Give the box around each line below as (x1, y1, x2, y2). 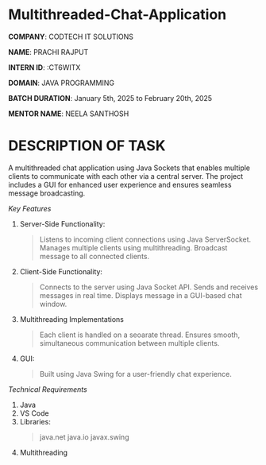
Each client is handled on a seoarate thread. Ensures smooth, (39, 330, 241, 339)
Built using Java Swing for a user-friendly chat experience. (39, 369, 232, 378)
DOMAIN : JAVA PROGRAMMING (8, 78, 115, 87)
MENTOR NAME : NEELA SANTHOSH (8, 109, 129, 118)
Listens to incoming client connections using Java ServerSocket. (39, 234, 252, 244)
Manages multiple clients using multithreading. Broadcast (39, 242, 228, 252)
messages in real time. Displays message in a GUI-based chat (39, 290, 242, 300)
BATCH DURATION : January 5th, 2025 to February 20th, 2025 (8, 93, 213, 103)
